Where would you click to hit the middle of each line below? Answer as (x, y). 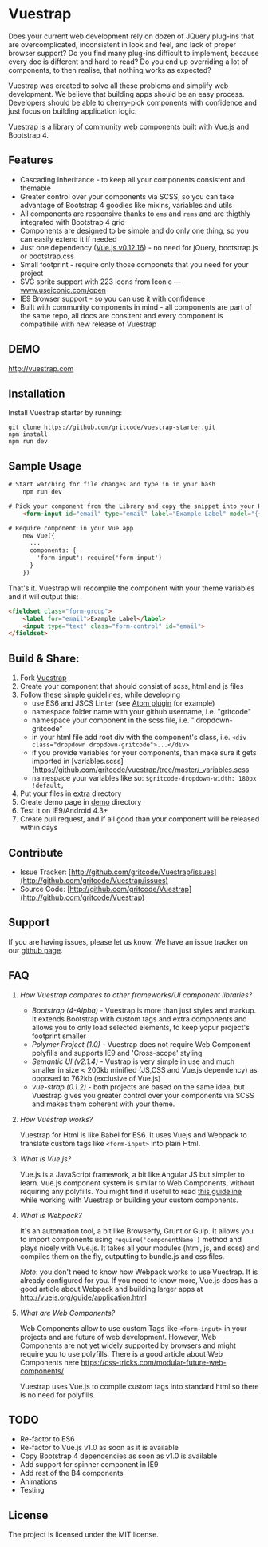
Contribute (36, 853)
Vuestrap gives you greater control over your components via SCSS (143, 1095)
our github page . (35, 950)
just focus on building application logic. (73, 111)
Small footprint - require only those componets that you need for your (134, 264)
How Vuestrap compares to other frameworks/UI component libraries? (136, 995)
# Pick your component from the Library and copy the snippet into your (132, 506)
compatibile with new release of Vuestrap (88, 324)
